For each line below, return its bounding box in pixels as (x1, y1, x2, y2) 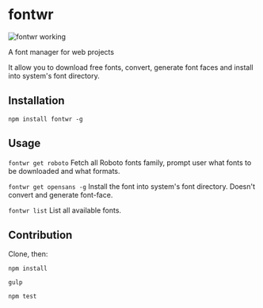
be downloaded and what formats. (8, 166, 120, 175)
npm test (8, 292, 37, 301)
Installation (8, 94, 65, 108)
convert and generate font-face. (8, 190, 113, 199)
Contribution (8, 228, 73, 241)
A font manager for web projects (8, 47, 115, 56)
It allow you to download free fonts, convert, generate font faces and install (8, 62, 253, 72)
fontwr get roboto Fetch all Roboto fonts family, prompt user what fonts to (8, 157, 252, 167)
